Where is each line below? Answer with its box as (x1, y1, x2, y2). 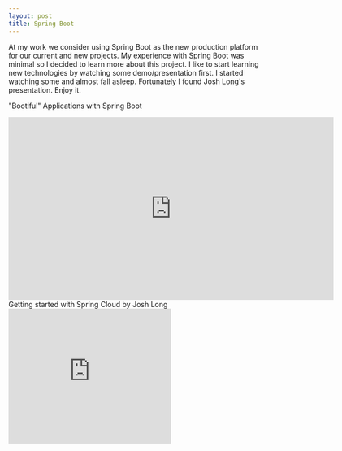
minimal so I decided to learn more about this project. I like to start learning (8, 59, 259, 69)
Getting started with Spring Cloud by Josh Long (8, 299, 168, 309)
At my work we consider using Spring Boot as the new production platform (8, 41, 258, 51)
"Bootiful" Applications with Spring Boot (8, 101, 142, 111)
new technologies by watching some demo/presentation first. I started (8, 67, 244, 77)
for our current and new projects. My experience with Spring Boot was (8, 50, 245, 60)
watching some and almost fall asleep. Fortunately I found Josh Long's (8, 76, 245, 86)
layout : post (8, 11, 53, 20)
